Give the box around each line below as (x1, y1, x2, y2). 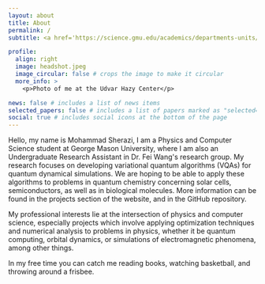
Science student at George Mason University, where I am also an (8, 144, 219, 153)
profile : (8, 48, 37, 56)
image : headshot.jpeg (15, 62, 87, 71)
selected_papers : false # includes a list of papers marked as (8, 106, 221, 115)
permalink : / (8, 26, 51, 34)
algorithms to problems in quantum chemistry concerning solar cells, (8, 177, 232, 187)
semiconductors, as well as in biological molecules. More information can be (8, 186, 257, 195)
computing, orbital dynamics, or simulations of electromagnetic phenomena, (8, 235, 256, 244)
